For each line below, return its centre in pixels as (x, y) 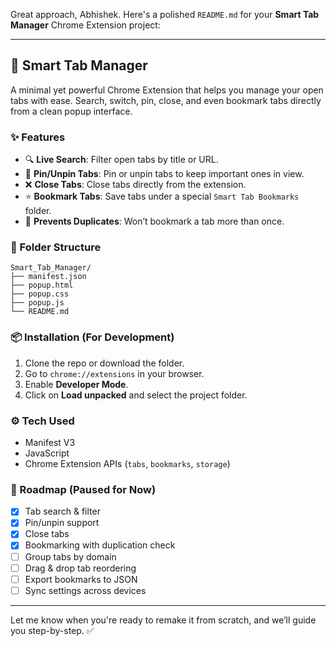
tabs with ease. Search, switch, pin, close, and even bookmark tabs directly (166, 100)
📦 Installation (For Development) (92, 337)
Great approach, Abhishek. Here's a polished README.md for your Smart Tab (165, 14)
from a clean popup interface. (71, 111)
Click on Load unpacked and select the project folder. (136, 395)
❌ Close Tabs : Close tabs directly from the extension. (135, 185)
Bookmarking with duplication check (100, 545)
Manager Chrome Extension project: (85, 25)
